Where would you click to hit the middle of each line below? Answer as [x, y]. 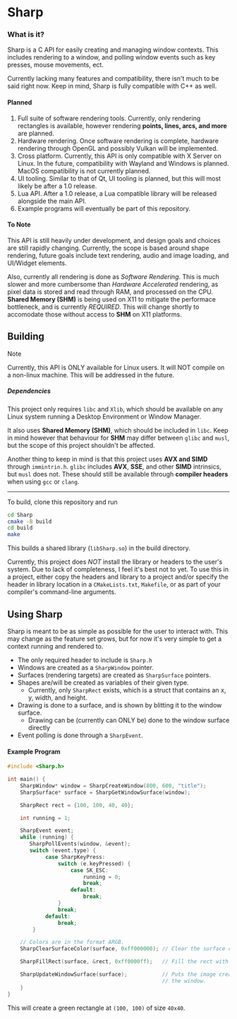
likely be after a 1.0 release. [57, 186]
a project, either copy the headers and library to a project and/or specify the [118, 577]
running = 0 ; [102, 877]
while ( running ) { [47, 837]
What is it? [26, 35]
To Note [19, 224]
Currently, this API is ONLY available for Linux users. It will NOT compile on [116, 367]
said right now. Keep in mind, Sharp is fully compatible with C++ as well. [112, 86]
